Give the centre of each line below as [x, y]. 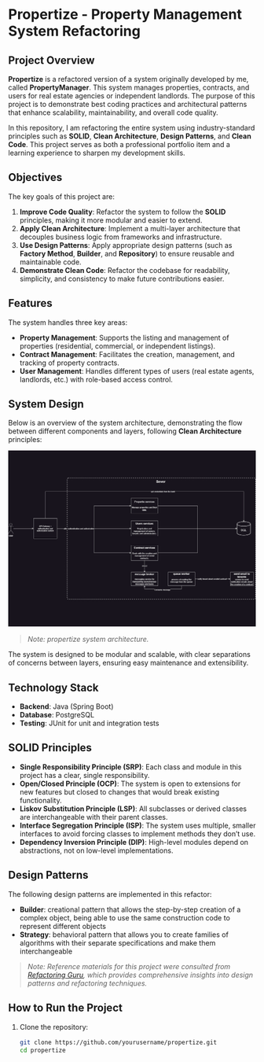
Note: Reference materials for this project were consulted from [129, 966]
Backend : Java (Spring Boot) [66, 706]
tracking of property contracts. [70, 363]
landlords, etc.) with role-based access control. [96, 379]
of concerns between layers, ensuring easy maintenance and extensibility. [128, 663]
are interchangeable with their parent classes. [93, 817]
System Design [46, 404]
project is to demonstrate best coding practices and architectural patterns [128, 104]
